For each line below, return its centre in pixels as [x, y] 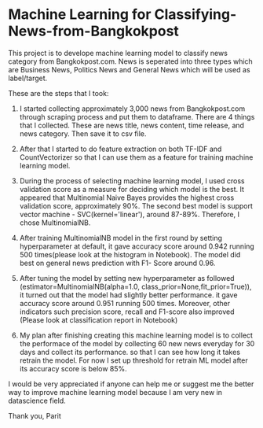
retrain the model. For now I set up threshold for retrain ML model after [134, 360]
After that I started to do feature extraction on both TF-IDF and [121, 149]
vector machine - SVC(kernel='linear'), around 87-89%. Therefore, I [129, 214]
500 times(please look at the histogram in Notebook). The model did [130, 254]
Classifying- [195, 15]
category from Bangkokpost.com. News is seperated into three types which [130, 61]
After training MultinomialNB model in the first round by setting [121, 238]
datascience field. [37, 400]
